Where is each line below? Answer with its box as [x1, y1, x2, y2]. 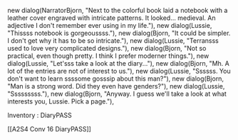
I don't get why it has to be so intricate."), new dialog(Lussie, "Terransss [7, 36, 219, 45]
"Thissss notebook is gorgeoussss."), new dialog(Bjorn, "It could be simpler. [7, 29, 231, 37]
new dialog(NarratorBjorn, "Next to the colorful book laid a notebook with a [7, 6, 228, 14]
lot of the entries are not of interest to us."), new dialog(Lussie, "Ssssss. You [7, 67, 231, 75]
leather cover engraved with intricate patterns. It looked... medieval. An [7, 14, 216, 22]
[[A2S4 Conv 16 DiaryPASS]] [7, 125, 91, 133]
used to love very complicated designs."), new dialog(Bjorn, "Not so [7, 44, 207, 52]
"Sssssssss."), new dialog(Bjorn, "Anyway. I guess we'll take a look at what [7, 89, 227, 98]
